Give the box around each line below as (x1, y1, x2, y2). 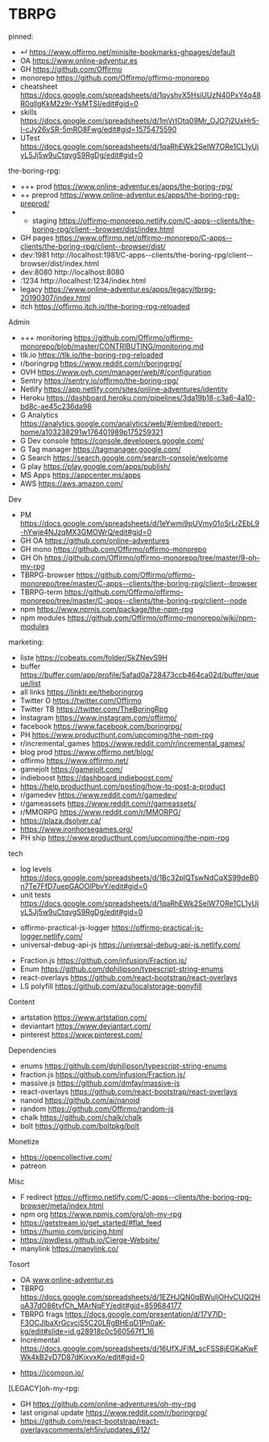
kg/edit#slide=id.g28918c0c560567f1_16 (19, 1326, 155, 1336)
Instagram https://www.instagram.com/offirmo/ (19, 712, 177, 723)
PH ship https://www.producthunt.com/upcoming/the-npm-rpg (19, 832, 230, 842)
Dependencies (8, 1045, 57, 1054)
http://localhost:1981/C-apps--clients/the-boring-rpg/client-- (51, 249, 254, 259)
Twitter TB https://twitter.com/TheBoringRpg (19, 704, 168, 714)
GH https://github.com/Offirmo (19, 64, 122, 73)
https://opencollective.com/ (19, 1152, 113, 1162)
